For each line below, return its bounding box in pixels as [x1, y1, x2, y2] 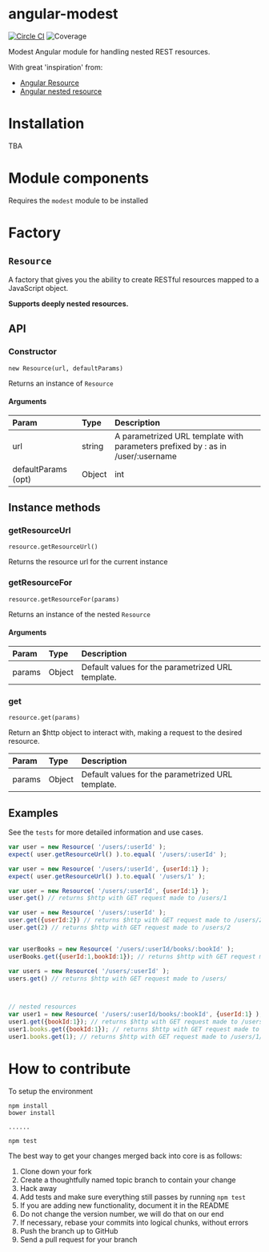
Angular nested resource [19, 86, 102, 96]
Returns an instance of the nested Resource [8, 609, 151, 619]
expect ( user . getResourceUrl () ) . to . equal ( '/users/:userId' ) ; [8, 850, 227, 858]
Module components [8, 169, 150, 188]
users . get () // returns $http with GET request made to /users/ [8, 975, 227, 983]
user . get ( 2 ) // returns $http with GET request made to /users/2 [8, 923, 231, 931]
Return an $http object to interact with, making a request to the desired [8, 728, 243, 737]
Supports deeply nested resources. [8, 298, 129, 309]
